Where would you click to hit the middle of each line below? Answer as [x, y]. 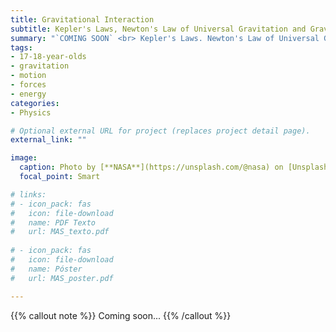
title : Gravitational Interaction [82, 19]
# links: [28, 194]
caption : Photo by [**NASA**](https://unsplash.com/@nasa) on [151, 167]
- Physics [31, 112]
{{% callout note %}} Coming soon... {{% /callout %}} [121, 315]
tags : [21, 47]
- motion [28, 76]
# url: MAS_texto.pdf [60, 232]
